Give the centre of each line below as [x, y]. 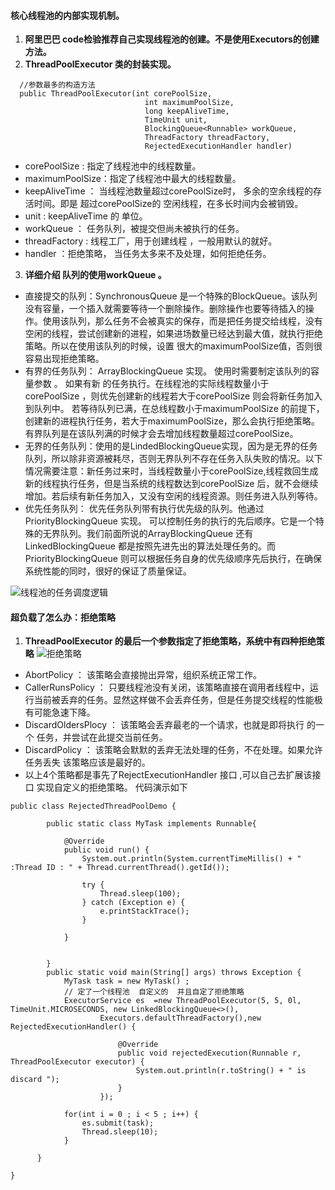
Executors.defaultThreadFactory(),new [180, 1018]
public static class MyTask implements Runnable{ [151, 824]
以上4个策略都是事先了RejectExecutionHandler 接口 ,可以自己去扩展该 [168, 775]
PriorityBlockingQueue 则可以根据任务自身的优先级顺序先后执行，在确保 [173, 559]
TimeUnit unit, [176, 120]
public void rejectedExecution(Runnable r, [209, 1053]
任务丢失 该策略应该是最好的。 [87, 762]
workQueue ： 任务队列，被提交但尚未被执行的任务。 [134, 229]
